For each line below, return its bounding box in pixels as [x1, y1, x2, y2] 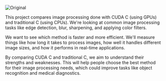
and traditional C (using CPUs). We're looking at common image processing [5, 20, 160, 25]
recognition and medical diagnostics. [5, 70, 81, 76]
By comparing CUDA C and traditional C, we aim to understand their [5, 54, 144, 60]
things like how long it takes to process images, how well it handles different [5, 40, 161, 45]
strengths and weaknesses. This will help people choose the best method [5, 60, 156, 65]
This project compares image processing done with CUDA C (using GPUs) [5, 14, 157, 20]
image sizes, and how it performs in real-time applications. [5, 45, 125, 50]
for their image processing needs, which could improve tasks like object [5, 65, 153, 71]
